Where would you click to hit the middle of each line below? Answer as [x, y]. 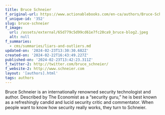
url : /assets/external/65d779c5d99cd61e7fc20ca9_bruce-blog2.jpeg [79, 32]
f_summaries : [18, 42]
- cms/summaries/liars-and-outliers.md [50, 46]
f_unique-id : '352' [25, 19]
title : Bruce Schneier [28, 10]
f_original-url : [22, 14]
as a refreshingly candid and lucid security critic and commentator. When [79, 102]
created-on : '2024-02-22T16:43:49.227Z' [47, 55]
